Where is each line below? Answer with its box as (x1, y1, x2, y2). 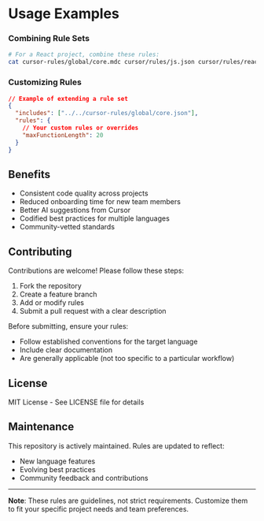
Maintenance (8, 420, 75, 434)
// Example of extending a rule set (8, 95, 128, 102)
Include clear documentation (19, 345, 113, 355)
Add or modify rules (19, 298, 85, 307)
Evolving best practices (19, 464, 96, 474)
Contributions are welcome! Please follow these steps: (8, 266, 185, 276)
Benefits (8, 167, 51, 181)
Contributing (8, 245, 72, 259)
